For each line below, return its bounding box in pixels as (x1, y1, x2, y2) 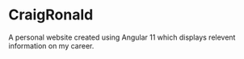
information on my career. (8, 40, 95, 50)
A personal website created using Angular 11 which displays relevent (8, 32, 236, 42)
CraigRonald (8, 6, 94, 24)
